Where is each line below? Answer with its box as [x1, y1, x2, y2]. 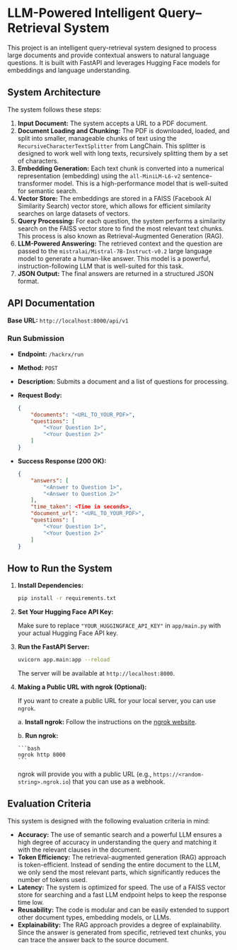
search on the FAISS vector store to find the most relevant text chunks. [17, 224, 224, 233]
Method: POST [17, 363, 58, 372]
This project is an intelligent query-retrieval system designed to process [7, 43, 217, 52]
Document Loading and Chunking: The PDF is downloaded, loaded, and [17, 126, 230, 135]
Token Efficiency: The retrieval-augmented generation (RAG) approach [17, 852, 226, 861]
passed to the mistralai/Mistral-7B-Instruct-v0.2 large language [17, 246, 212, 255]
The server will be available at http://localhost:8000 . [17, 669, 175, 678]
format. [17, 277, 40, 285]
